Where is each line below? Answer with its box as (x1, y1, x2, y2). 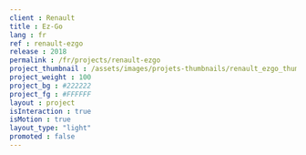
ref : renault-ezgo (9, 38, 84, 48)
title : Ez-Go (9, 22, 64, 31)
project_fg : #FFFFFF (9, 89, 92, 98)
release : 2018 (9, 47, 67, 57)
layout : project (9, 98, 76, 108)
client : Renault (9, 13, 76, 23)
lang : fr (9, 30, 47, 39)
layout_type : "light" (9, 124, 92, 133)
